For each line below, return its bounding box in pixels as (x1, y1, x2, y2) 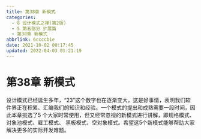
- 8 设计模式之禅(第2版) (11, 20, 67, 26)
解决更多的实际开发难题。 (6, 126, 70, 134)
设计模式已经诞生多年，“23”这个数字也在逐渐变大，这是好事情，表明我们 (6, 96, 186, 104)
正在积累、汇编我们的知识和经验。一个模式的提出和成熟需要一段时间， (16, 104, 190, 111)
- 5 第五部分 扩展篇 (11, 25, 57, 32)
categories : (6, 14, 36, 20)
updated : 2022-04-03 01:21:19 (6, 48, 82, 54)
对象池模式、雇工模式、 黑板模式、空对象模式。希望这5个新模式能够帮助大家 (6, 119, 195, 126)
